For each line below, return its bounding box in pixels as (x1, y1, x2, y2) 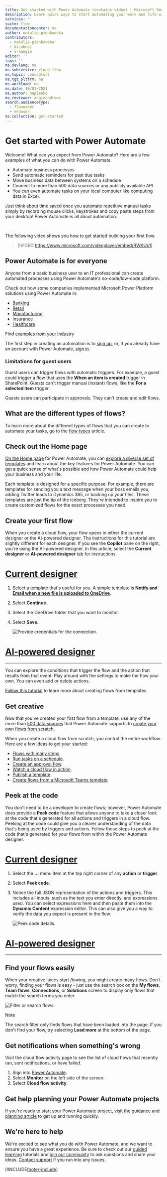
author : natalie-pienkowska (5, 30, 64, 35)
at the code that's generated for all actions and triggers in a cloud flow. (5, 815, 151, 821)
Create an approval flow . (12, 761, 63, 767)
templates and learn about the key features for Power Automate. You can (5, 461, 155, 467)
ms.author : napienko (5, 91, 48, 96)
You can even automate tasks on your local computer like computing (12, 188, 153, 194)
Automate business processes (12, 166, 75, 172)
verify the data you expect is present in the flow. (12, 911, 111, 916)
